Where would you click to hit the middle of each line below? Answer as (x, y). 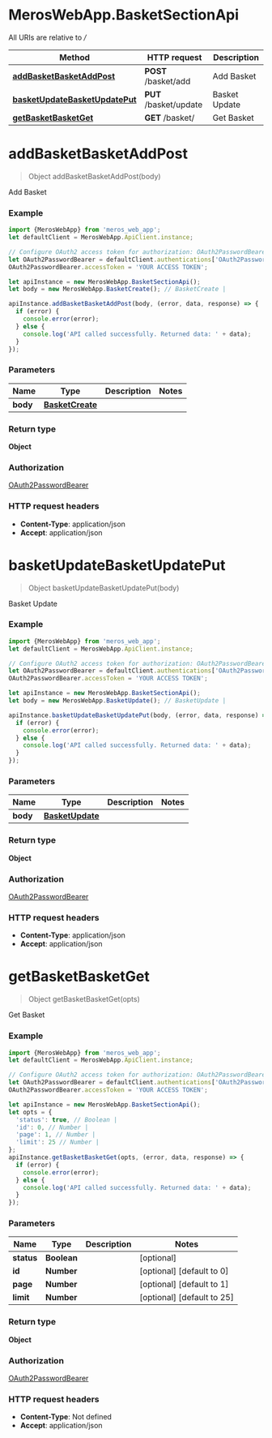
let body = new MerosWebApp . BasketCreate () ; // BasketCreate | (117, 290)
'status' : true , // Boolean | (66, 1120)
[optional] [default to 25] (187, 1298)
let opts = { (30, 1112)
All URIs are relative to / (47, 37)
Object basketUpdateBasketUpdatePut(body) (104, 588)
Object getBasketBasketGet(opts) (84, 999)
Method (75, 57)
